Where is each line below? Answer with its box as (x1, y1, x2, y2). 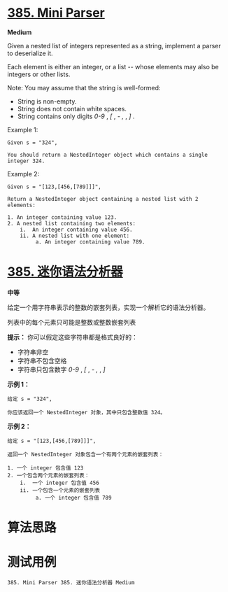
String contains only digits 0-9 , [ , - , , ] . (17, 112, 135, 120)
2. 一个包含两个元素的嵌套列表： (7, 472, 90, 479)
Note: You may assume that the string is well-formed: (7, 83, 161, 92)
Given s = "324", (7, 139, 58, 146)
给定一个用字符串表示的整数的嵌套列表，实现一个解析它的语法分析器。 (7, 303, 210, 311)
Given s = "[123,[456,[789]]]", (7, 183, 101, 190)
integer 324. (7, 157, 45, 164)
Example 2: (7, 169, 40, 178)
